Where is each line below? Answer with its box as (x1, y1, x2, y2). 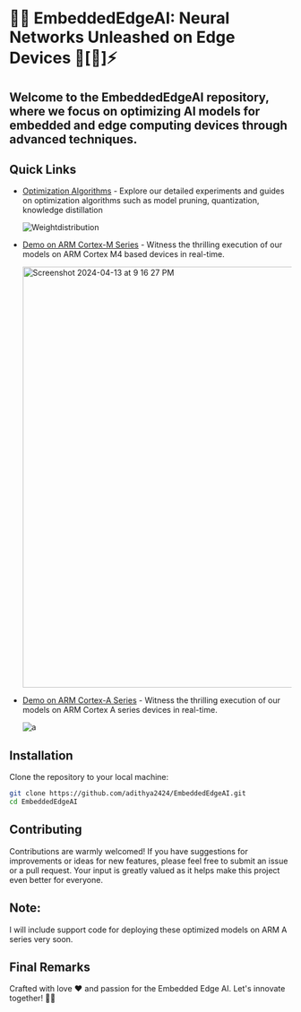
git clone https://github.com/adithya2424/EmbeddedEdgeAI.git (9, 789, 246, 798)
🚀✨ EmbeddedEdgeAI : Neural (9, 8, 230, 29)
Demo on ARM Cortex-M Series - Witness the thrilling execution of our (21, 239, 283, 250)
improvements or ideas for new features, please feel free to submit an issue (9, 855, 288, 866)
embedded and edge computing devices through (9, 117, 288, 133)
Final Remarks (9, 959, 91, 974)
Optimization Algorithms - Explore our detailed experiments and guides (21, 185, 285, 196)
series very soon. (9, 933, 73, 944)
